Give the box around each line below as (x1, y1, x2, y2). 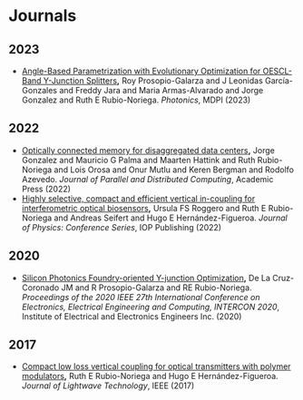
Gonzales (21, 85, 58, 95)
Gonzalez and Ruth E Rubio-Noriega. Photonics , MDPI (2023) (21, 94, 251, 105)
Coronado (21, 282, 60, 293)
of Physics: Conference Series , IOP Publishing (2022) (21, 221, 222, 232)
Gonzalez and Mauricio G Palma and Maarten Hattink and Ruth (21, 154, 256, 165)
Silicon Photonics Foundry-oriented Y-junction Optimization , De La (21, 272, 271, 283)
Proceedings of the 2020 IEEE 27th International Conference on (21, 291, 260, 302)
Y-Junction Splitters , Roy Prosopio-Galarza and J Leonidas (43, 75, 264, 86)
